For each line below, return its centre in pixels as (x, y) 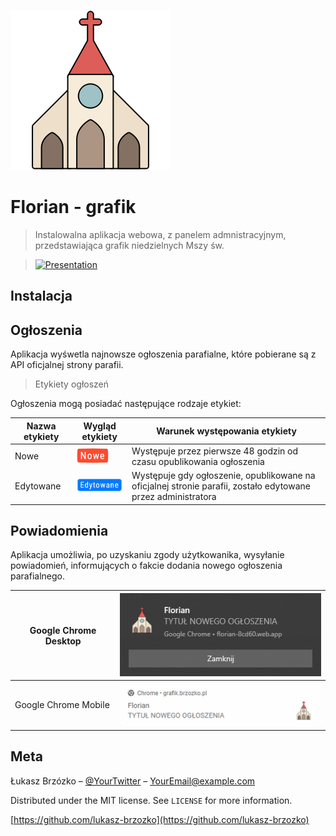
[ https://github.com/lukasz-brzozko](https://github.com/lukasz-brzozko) (160, 819)
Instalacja (41, 296)
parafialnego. (37, 576)
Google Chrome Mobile (62, 705)
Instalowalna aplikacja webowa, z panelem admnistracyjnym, (160, 234)
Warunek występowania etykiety (226, 431)
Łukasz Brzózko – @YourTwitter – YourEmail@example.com (133, 781)
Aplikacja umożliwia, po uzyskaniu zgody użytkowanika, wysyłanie (147, 555)
